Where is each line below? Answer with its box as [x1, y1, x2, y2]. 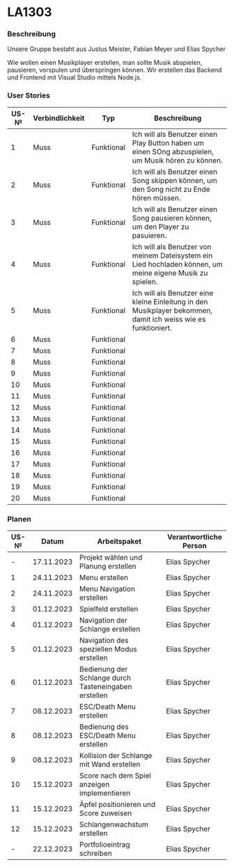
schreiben [79, 849, 113, 859]
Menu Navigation [79, 584, 136, 594]
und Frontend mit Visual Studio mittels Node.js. [7, 73, 142, 82]
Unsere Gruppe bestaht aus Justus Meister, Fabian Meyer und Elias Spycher [7, 45, 226, 53]
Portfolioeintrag [79, 840, 130, 850]
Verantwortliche [166, 532, 223, 542]
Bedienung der [79, 665, 128, 674]
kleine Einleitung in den [132, 297, 208, 306]
